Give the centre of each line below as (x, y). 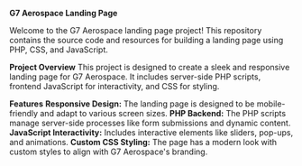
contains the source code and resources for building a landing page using (146, 40)
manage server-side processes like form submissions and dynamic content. (150, 123)
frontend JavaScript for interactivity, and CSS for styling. (114, 86)
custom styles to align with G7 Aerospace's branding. (109, 152)
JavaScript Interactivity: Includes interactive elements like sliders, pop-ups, (151, 133)
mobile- (271, 104)
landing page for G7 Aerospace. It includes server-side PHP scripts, (135, 77)
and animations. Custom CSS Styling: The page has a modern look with (143, 142)
